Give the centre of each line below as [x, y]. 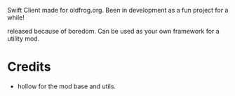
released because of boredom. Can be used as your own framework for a [113, 31]
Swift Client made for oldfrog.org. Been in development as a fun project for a [118, 10]
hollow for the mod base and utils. [67, 86]
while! [16, 18]
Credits [29, 67]
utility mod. [23, 39]
